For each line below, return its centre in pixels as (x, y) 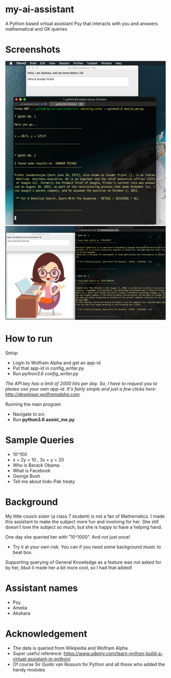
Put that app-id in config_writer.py (48, 368)
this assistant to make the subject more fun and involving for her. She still (82, 522)
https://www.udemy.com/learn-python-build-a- (113, 653)
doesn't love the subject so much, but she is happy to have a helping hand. (84, 527)
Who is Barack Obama (36, 465)
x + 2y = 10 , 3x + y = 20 (38, 460)
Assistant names (41, 588)
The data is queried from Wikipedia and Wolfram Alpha (70, 648)
